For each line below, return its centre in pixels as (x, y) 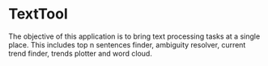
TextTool (38, 14)
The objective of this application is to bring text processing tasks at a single (134, 36)
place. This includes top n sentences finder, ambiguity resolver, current (127, 44)
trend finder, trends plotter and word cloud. (80, 53)
